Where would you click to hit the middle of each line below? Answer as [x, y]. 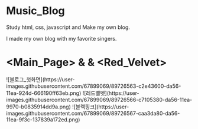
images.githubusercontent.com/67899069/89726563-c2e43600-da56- [94, 86]
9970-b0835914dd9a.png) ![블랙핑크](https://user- [68, 107]
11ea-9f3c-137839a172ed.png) [43, 120]
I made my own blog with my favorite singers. [61, 38]
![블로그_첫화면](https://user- [40, 79]
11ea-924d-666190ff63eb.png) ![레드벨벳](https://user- [73, 93]
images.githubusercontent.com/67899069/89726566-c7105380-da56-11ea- [99, 100]
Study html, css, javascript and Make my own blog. [68, 27]
